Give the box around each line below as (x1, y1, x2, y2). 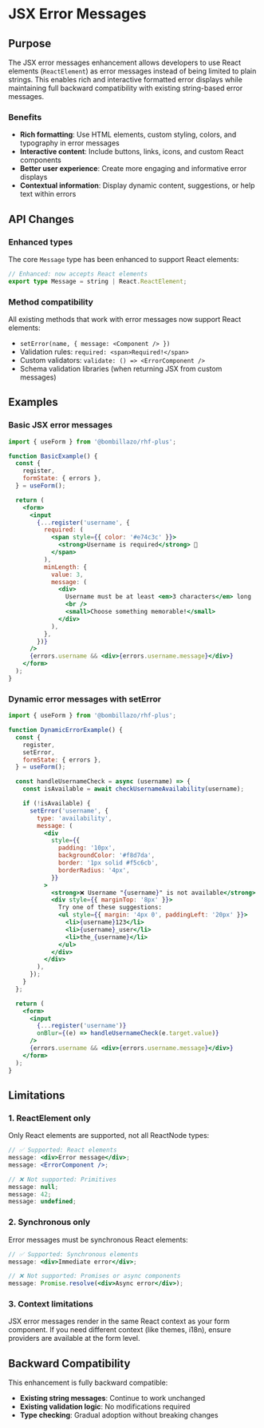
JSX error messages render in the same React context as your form (8, 1316, 230, 1327)
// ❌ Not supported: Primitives (8, 1175, 117, 1183)
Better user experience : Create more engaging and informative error (19, 164, 247, 173)
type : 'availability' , (37, 814, 112, 822)
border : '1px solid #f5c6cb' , (58, 859, 159, 867)
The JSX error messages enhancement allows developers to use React (8, 58, 242, 67)
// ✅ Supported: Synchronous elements (8, 1250, 139, 1259)
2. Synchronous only (8, 1216, 91, 1227)
